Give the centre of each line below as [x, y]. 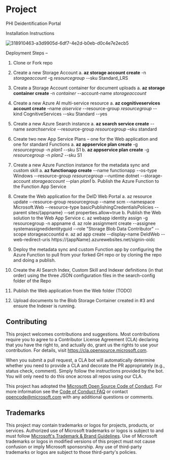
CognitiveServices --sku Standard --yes [65, 114]
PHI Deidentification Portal [33, 23]
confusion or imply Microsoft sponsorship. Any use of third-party [74, 447]
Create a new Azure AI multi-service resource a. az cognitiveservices [87, 103]
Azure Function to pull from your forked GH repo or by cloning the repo [87, 254]
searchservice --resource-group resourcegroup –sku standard [92, 129]
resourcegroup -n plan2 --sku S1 [47, 155]
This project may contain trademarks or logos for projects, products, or [80, 425]
